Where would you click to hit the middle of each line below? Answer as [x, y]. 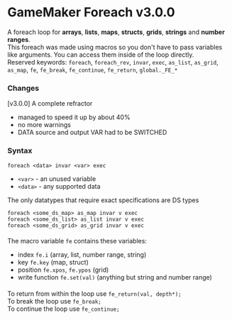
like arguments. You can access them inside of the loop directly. [101, 55]
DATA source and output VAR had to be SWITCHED [92, 133]
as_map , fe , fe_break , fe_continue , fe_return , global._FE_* [93, 70]
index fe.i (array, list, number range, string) [82, 255]
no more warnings [44, 125]
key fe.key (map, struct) [53, 263]
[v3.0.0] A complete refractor [50, 104]
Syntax [20, 151]
